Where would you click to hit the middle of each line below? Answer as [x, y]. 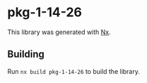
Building [26, 54]
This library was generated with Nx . [59, 32]
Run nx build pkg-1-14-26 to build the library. [73, 71]
